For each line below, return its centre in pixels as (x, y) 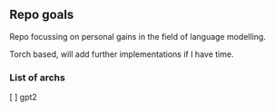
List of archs (37, 78)
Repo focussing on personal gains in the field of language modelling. (137, 36)
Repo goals (42, 15)
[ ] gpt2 (24, 97)
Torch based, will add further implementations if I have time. (122, 54)
